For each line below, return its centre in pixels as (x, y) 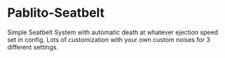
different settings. (33, 47)
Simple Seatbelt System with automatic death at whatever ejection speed (113, 32)
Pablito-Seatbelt (56, 13)
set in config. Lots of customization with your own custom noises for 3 (109, 39)
